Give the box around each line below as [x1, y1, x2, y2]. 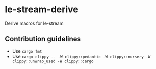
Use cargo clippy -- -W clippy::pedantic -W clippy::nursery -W [12, 53, 151, 59]
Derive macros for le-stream [5, 20, 64, 26]
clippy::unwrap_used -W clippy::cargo [12, 59, 94, 64]
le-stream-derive [5, 4, 79, 15]
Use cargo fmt [12, 48, 42, 54]
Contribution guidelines [5, 35, 81, 43]
